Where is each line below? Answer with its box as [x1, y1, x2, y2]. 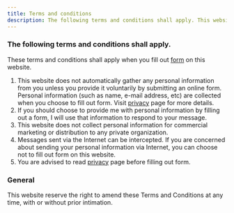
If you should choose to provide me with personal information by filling [17, 106, 221, 114]
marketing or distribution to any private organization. [17, 128, 169, 136]
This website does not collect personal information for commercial [17, 120, 208, 129]
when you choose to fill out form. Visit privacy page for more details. [17, 98, 214, 106]
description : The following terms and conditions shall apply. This [7, 17, 210, 24]
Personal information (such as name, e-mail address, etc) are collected [17, 91, 221, 100]
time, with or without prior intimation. [7, 198, 113, 207]
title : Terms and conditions [7, 10, 92, 17]
